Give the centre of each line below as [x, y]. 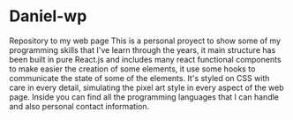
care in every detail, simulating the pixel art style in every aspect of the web [146, 87]
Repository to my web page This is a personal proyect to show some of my [145, 41]
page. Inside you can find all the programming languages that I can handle [144, 97]
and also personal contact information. [79, 106]
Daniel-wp [48, 16]
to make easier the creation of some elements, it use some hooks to [132, 69]
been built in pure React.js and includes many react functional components [145, 59]
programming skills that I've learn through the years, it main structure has [143, 49]
